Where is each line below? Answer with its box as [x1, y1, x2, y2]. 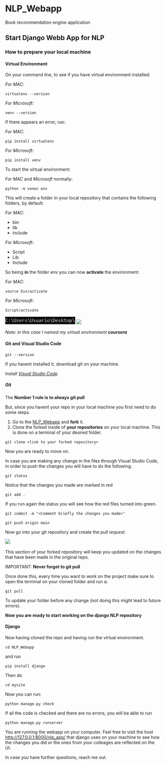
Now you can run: [5, 691, 42, 697]
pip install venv [5, 158, 41, 163]
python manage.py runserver [5, 720, 63, 725]
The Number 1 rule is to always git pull [5, 394, 85, 400]
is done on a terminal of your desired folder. [12, 429, 102, 435]
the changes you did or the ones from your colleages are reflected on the [5, 739, 155, 745]
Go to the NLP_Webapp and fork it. [12, 419, 84, 425]
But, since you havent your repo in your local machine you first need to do [5, 404, 156, 410]
